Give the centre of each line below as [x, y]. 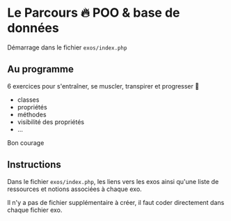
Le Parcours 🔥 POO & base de [94, 13]
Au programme [41, 69]
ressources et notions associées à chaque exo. [75, 189]
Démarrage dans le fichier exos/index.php [67, 47]
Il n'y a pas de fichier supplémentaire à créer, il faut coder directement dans [116, 202]
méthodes [32, 114]
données [33, 28]
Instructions [34, 165]
